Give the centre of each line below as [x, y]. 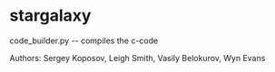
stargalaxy [50, 16]
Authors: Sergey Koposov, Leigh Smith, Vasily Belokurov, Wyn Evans [137, 58]
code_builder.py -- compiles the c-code [84, 40]
